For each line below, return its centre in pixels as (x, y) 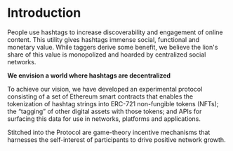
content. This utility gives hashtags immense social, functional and (104, 39)
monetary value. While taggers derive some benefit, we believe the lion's (113, 47)
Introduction (44, 13)
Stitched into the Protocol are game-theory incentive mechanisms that (109, 132)
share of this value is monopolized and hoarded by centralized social (107, 55)
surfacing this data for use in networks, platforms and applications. (104, 118)
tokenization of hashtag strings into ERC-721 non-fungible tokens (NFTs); (113, 103)
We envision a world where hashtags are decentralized (89, 75)
